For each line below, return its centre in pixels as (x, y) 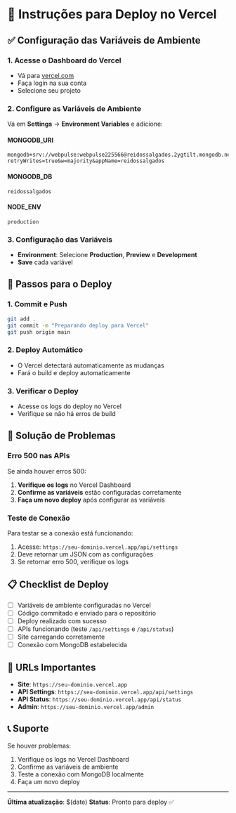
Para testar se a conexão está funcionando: (70, 533)
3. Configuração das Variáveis (60, 240)
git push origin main (39, 332)
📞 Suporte (28, 729)
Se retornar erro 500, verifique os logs (73, 561)
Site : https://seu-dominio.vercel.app (72, 684)
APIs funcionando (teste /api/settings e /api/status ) (96, 629)
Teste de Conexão (39, 518)
